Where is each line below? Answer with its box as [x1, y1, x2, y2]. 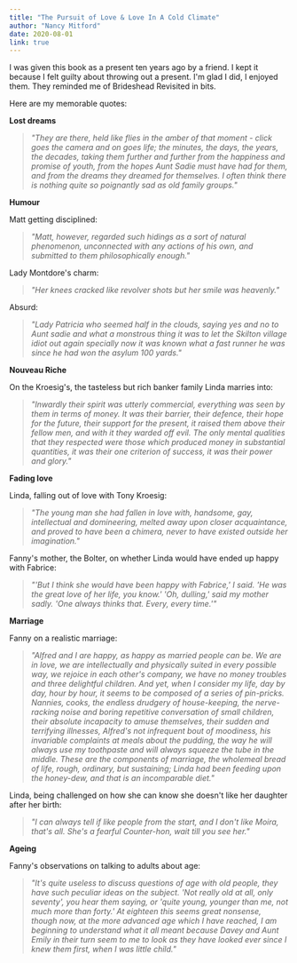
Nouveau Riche [9, 365, 67, 376]
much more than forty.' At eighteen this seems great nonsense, [30, 906, 262, 917]
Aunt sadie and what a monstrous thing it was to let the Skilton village [30, 329, 288, 339]
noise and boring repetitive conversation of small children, [60, 707, 275, 718]
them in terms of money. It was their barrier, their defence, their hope [30, 409, 284, 419]
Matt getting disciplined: [9, 214, 98, 225]
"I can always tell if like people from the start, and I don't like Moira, [30, 816, 279, 827]
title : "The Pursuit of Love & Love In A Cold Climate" [9, 12, 220, 22]
